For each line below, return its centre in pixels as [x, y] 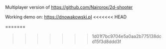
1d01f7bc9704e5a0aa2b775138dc [127, 36]
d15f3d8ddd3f [106, 41]
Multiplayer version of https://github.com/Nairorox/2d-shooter [69, 7]
